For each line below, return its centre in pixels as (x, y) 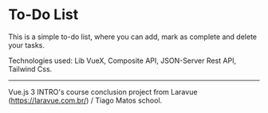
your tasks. (27, 45)
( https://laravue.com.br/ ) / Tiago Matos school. (85, 100)
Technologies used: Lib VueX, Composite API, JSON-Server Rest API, (122, 60)
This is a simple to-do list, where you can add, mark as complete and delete (133, 37)
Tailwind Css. (30, 68)
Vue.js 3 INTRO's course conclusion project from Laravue (103, 92)
